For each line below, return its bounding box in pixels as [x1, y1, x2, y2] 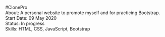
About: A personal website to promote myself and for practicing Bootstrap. [5, 10, 160, 16]
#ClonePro [5, 5, 28, 10]
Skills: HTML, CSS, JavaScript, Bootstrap [5, 26, 90, 32]
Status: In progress [5, 20, 45, 26]
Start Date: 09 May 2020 [5, 15, 57, 21]
